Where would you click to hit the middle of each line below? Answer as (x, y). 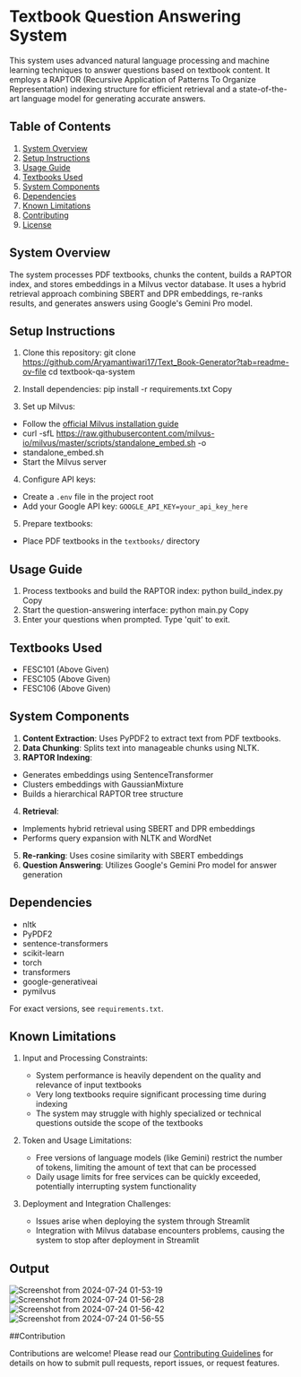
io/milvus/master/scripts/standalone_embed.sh (109, 443)
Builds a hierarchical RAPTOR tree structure (103, 793)
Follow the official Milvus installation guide (100, 424)
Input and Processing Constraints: (85, 1058)
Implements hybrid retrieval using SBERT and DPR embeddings (138, 828)
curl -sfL (38, 433)
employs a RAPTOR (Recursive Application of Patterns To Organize (133, 79)
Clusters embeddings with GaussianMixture (103, 784)
